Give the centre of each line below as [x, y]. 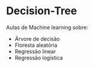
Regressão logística [39, 58]
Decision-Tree [41, 11]
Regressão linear [35, 51]
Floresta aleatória [36, 45]
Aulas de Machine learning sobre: [47, 27]
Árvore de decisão [37, 39]
